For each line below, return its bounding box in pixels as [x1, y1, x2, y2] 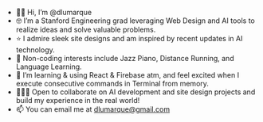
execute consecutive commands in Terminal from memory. [15, 79, 210, 88]
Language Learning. [15, 62, 82, 71]
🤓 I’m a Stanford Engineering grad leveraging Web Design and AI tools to [15, 16, 255, 25]
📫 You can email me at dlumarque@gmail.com [15, 105, 170, 114]
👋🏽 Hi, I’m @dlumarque [15, 8, 92, 17]
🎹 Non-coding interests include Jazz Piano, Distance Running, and [15, 54, 234, 63]
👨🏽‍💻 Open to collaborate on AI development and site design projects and [15, 87, 256, 97]
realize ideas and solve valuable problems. [15, 25, 156, 34]
